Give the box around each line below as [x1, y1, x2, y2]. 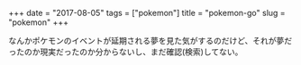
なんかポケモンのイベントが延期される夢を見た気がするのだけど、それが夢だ [8, 36, 293, 45]
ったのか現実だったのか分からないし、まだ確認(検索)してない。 [8, 46, 243, 57]
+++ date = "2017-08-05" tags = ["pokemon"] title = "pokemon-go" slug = [8, 8, 286, 18]
